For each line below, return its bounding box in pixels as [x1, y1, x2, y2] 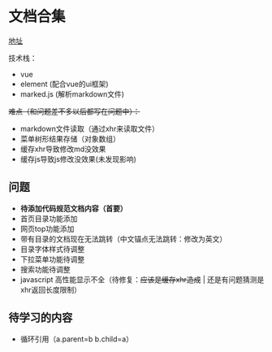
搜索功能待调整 [19, 264, 71, 274]
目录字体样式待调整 [19, 244, 85, 254]
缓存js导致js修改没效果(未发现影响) [19, 154, 136, 163]
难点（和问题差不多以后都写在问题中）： [8, 106, 140, 116]
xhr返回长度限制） [19, 285, 81, 294]
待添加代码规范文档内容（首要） [19, 203, 127, 213]
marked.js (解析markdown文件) [19, 89, 124, 98]
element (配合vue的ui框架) [19, 79, 109, 89]
